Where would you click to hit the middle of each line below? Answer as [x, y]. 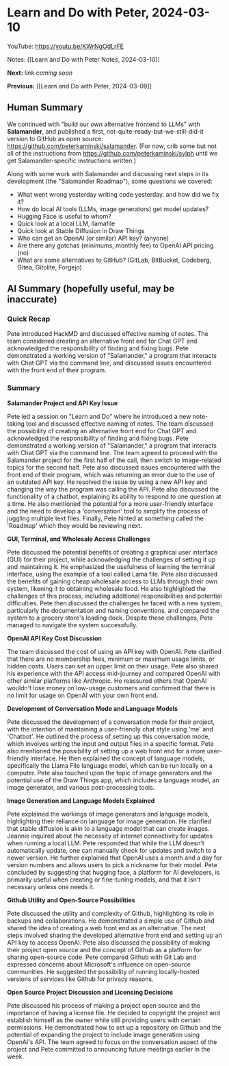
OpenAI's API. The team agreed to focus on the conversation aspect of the [112, 1042]
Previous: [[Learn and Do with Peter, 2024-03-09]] [79, 86]
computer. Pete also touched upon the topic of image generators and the [110, 773]
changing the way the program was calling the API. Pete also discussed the [113, 489]
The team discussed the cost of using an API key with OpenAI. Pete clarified [114, 651]
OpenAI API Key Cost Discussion [55, 638]
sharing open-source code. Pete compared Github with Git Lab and [102, 957]
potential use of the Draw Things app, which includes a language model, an [113, 780]
